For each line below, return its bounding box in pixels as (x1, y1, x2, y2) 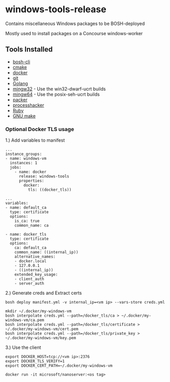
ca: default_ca (14, 245, 47, 250)
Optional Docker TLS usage (5, 125, 74, 133)
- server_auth (14, 281, 44, 286)
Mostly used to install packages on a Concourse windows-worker (5, 30, 143, 36)
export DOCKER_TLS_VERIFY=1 (5, 359, 65, 364)
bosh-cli (12, 59, 31, 65)
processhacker (12, 102, 44, 108)
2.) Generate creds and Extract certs (5, 290, 82, 296)
